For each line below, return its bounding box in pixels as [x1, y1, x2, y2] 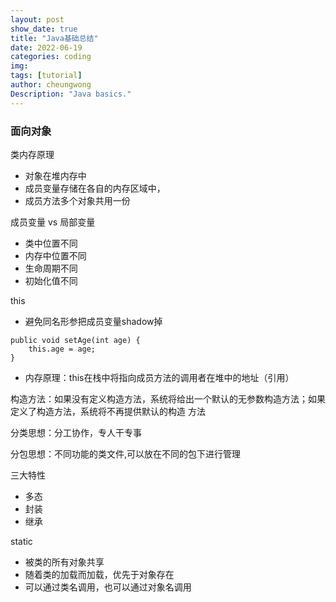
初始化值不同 [24, 274, 78, 286]
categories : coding [10, 52, 92, 62]
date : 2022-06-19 [10, 42, 83, 53]
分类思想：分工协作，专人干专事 [10, 426, 142, 438]
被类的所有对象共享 [24, 556, 105, 568]
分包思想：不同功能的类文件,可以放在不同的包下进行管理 [10, 447, 242, 460]
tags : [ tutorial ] [10, 71, 83, 81]
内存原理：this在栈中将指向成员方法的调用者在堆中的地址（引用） [24, 371, 295, 383]
